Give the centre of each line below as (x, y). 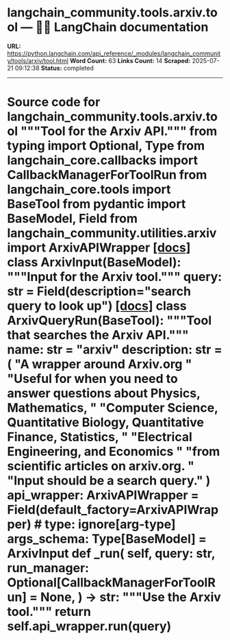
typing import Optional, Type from (106, 146)
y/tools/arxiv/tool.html (38, 60)
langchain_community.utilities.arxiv (112, 233)
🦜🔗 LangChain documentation (122, 27)
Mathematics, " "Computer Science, (113, 408)
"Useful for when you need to (92, 379)
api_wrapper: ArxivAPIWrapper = (103, 495)
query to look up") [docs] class (97, 306)
